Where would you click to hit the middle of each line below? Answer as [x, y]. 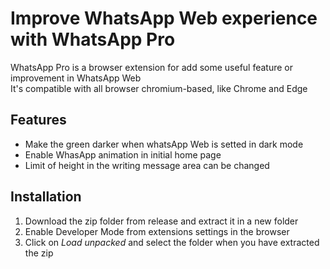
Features [38, 120]
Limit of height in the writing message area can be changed [147, 165]
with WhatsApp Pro [93, 39]
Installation [46, 197]
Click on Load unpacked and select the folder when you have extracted [172, 242]
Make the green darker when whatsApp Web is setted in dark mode [164, 144]
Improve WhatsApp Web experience [164, 18]
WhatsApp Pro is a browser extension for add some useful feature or [152, 67]
